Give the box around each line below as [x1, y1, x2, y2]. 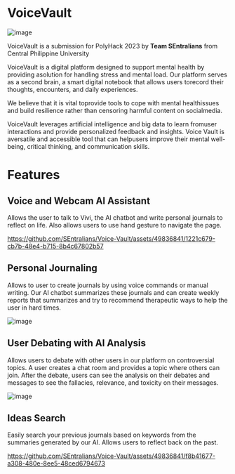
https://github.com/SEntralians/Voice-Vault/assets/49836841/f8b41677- [7, 452, 216, 461]
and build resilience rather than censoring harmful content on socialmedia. [7, 106, 223, 114]
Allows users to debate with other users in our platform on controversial [7, 356, 215, 364]
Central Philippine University [7, 49, 90, 58]
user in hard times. [7, 303, 62, 312]
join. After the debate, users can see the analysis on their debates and [7, 371, 210, 379]
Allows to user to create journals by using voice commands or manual [7, 281, 209, 289]
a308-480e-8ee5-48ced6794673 [7, 459, 105, 468]
